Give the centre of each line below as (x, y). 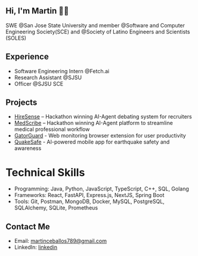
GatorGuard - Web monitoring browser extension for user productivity (100, 136)
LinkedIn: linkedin (36, 247)
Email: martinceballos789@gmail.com (61, 241)
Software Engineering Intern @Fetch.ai (62, 71)
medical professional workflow (52, 129)
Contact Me (28, 227)
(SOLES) (16, 38)
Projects (21, 103)
